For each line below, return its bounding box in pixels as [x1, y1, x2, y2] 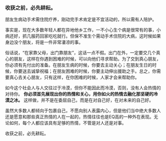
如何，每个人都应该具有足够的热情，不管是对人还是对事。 [9, 120, 126, 126]
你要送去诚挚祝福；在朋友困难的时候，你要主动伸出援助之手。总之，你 [13, 68, 157, 74]
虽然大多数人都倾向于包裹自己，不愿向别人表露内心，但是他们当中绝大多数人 [5, 107, 161, 114]
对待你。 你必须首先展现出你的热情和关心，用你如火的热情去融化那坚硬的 [5, 91, 154, 97]
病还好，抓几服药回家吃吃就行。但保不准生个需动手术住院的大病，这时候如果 [5, 33, 161, 39]
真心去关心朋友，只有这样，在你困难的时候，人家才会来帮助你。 [9, 74, 139, 80]
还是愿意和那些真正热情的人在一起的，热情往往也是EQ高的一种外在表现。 [5, 114, 154, 120]
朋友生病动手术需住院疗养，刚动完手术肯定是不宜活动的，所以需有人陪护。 [5, 16, 157, 23]
